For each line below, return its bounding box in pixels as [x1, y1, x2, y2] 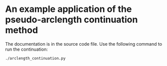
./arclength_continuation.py [5, 56, 66, 61]
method [5, 25, 38, 36]
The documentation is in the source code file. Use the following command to [5, 41, 163, 47]
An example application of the [5, 3, 132, 15]
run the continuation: [5, 46, 48, 52]
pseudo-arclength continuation [5, 14, 138, 25]
